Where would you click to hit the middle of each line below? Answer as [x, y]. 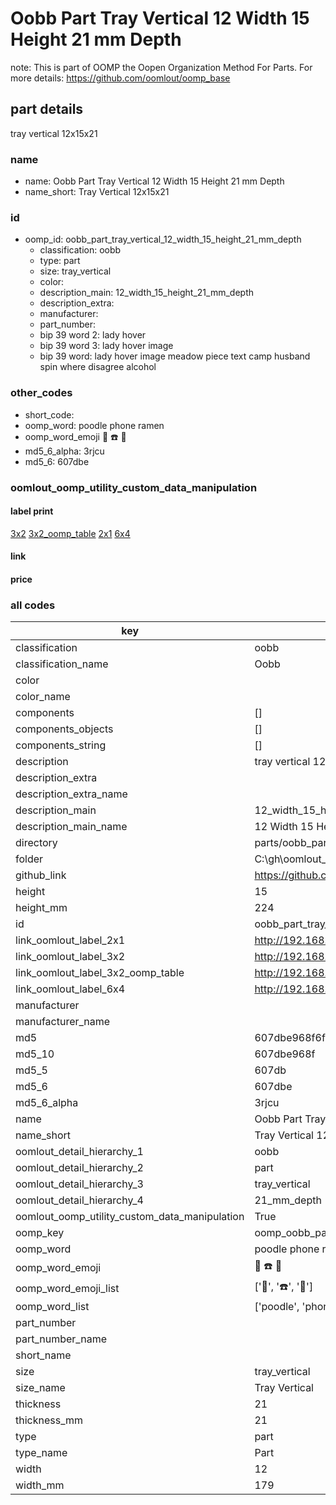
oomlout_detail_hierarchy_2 [79, 1168]
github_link [41, 875]
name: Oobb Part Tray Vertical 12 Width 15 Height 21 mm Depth [154, 181]
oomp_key [40, 1233]
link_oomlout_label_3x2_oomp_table [100, 973]
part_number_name [61, 1339]
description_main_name [71, 827]
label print [32, 511]
